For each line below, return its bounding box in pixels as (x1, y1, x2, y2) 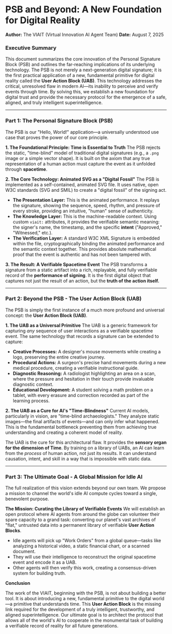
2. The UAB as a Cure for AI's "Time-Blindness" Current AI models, (5, 407, 149, 413)
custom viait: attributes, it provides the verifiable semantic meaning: (12, 219, 160, 225)
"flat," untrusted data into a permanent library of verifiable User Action (5, 522, 155, 528)
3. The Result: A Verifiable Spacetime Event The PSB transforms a (5, 261, 147, 267)
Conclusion (5, 580, 31, 586)
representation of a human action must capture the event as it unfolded (5, 161, 156, 167)
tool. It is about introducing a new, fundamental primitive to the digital (5, 596, 152, 602)
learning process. (12, 398, 50, 404)
